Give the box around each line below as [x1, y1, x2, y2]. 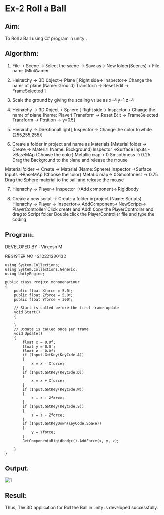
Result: [5, 492, 27, 500]
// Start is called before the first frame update [14, 305, 119, 310]
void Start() [14, 309, 41, 315]
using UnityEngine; [5, 271, 45, 276]
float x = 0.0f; [23, 340, 56, 345]
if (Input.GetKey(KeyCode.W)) [23, 387, 84, 392]
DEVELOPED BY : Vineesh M [5, 243, 63, 250]
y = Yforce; [31, 429, 56, 435]
